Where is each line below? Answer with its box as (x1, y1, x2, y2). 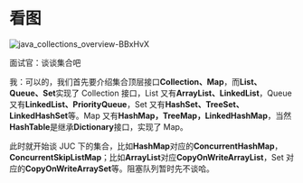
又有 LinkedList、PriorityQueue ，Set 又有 (9, 98, 166, 109)
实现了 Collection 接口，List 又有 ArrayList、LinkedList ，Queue (55, 87, 292, 98)
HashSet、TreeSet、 (165, 98, 244, 109)
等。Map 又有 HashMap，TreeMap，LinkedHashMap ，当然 (67, 110, 292, 121)
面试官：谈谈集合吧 (9, 57, 81, 68)
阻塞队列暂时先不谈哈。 (126, 163, 214, 174)
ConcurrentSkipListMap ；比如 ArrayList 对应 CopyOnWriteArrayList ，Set (9, 151, 285, 162)
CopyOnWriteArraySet (25, 163, 111, 174)
